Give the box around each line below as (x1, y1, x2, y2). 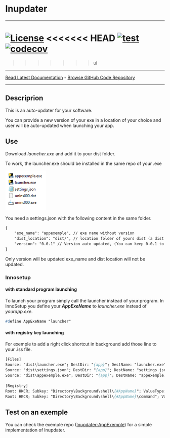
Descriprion (5, 94, 44, 103)
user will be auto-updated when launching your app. (5, 122, 114, 128)
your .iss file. (5, 346, 32, 353)
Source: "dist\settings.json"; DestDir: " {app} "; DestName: (5, 367, 135, 372)
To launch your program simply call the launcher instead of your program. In (5, 298, 164, 303)
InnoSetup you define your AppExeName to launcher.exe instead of (5, 303, 147, 309)
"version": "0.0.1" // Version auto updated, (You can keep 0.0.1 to (14, 241, 164, 247)
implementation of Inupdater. (5, 427, 66, 433)
